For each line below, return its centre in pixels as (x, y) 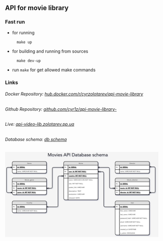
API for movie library (37, 8)
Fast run (15, 22)
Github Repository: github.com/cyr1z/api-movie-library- (61, 109)
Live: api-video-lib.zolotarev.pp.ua (40, 124)
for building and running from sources (50, 51)
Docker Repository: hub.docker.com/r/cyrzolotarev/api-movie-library (74, 94)
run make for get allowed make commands (54, 70)
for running (23, 32)
